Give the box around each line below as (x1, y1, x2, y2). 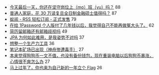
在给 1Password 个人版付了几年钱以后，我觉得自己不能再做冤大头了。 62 (9, 22, 155, 28)
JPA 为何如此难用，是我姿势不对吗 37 (9, 34, 85, 40)
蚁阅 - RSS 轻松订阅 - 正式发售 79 (9, 16, 76, 22)
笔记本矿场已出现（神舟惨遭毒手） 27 (9, 46, 84, 52)
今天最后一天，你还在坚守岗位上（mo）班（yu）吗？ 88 (9, 4, 121, 10)
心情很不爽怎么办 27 (9, 59, 50, 64)
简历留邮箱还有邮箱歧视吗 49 (9, 29, 68, 34)
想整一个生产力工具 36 (9, 41, 55, 46)
